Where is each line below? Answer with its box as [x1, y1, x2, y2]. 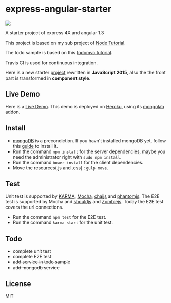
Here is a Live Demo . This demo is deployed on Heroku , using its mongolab [5, 103, 164, 109]
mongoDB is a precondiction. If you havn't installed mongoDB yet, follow [12, 137, 166, 144]
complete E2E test [12, 254, 52, 260]
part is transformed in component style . [5, 75, 91, 81]
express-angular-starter [5, 3, 112, 15]
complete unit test [12, 248, 51, 254]
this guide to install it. [12, 143, 58, 149]
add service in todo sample [12, 259, 71, 265]
